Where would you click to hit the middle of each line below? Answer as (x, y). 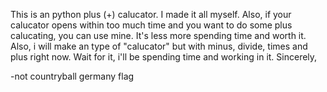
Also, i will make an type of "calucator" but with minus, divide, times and (159, 46)
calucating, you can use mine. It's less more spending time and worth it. (158, 35)
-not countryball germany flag (72, 76)
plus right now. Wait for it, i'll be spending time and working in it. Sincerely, (164, 57)
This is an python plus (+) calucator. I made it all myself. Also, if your (151, 14)
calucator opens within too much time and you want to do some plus (151, 25)
